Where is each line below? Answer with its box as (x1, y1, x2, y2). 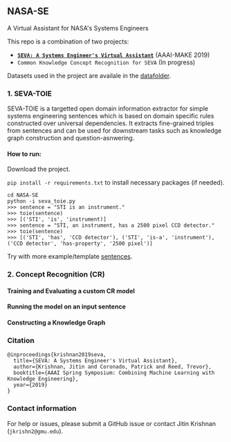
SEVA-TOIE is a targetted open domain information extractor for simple (7, 104, 209, 113)
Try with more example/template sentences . (7, 252, 133, 261)
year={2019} (13, 382, 48, 389)
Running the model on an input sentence (7, 302, 126, 311)
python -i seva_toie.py (7, 198, 76, 205)
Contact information (7, 404, 77, 414)
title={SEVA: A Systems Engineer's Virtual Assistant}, (13, 358, 178, 365)
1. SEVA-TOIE (7, 89, 53, 98)
